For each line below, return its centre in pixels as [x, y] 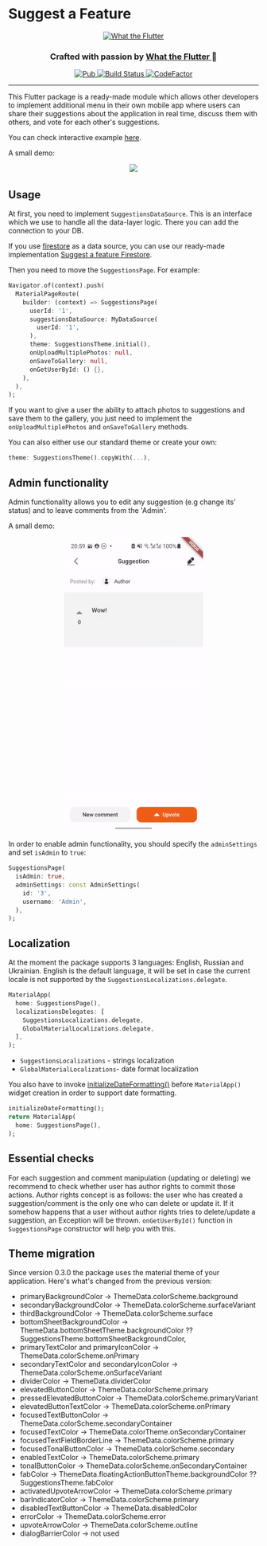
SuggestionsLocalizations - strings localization [97, 1061]
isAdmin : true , [41, 877]
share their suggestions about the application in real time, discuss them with [133, 114]
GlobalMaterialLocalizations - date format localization [109, 1069]
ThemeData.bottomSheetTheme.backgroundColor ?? [106, 1330]
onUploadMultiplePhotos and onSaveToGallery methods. [99, 427]
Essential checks [51, 1159]
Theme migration [52, 1253]
